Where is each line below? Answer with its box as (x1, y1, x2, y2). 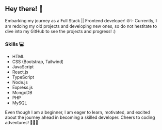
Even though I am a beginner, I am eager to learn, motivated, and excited (5, 110, 150, 115)
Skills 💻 (5, 41, 25, 48)
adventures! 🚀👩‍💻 (5, 120, 39, 126)
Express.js (12, 84, 33, 90)
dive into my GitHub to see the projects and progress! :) (5, 28, 116, 34)
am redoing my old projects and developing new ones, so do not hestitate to (5, 23, 157, 29)
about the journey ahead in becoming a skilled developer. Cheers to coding (5, 114, 155, 120)
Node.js (12, 80, 28, 85)
